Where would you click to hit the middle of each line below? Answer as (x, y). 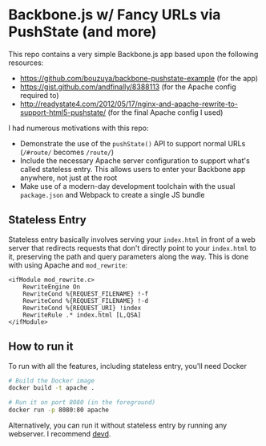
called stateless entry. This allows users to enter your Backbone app (133, 169)
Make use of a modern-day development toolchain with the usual (127, 186)
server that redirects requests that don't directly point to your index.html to (132, 248)
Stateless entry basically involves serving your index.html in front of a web (132, 239)
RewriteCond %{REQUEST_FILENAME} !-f (86, 294)
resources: (26, 63)
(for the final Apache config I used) (165, 112)
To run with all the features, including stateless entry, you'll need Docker (127, 366)
